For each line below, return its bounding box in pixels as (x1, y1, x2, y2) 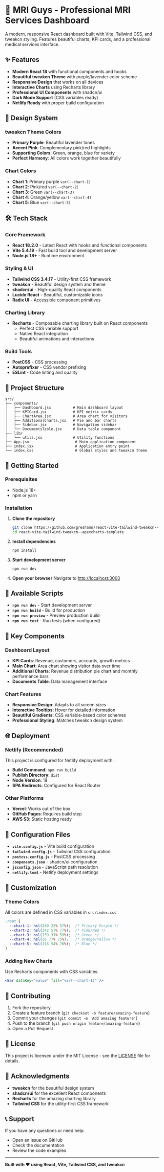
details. (5, 1058, 20, 1063)
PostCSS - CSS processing (12, 359, 67, 365)
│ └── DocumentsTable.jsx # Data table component (5, 427, 121, 432)
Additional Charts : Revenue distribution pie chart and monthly (12, 668, 138, 674)
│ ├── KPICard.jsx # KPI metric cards (5, 409, 112, 415)
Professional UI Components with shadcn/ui (12, 89, 102, 95)
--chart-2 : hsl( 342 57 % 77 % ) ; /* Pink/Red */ (9, 928, 106, 933)
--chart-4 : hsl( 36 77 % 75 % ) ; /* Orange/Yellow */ (9, 937, 117, 942)
